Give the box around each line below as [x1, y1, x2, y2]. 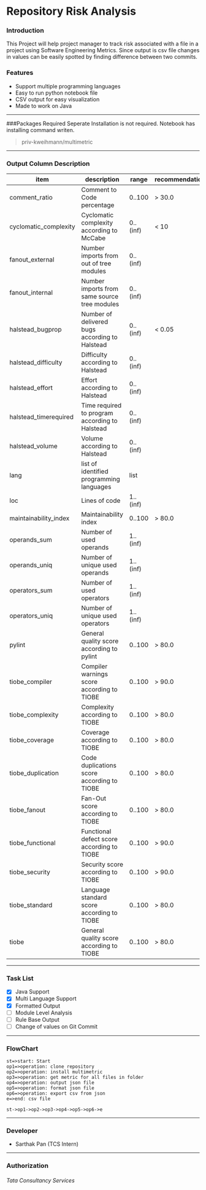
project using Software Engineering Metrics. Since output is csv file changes [6, 47, 200, 54]
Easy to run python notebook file [15, 89, 98, 96]
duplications [81, 761, 116, 770]
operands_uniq [9, 561, 53, 569]
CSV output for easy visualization [15, 95, 100, 103]
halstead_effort [9, 384, 53, 392]
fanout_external [9, 255, 55, 264]
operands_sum [9, 535, 52, 544]
